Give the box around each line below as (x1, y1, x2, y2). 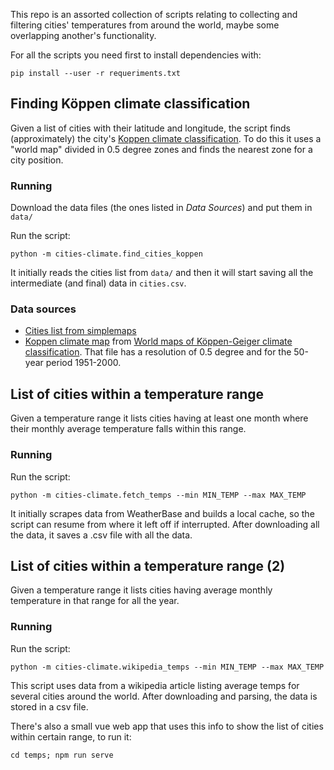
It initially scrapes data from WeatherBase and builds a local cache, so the (10, 507, 315, 519)
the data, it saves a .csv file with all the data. (10, 529, 193, 541)
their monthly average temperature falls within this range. (10, 423, 247, 435)
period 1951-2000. (45, 357, 122, 369)
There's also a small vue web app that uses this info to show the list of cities (10, 720, 324, 732)
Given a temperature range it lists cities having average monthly (10, 584, 273, 596)
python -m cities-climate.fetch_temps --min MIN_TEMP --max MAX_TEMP (10, 490, 307, 500)
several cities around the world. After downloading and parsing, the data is (10, 690, 318, 702)
